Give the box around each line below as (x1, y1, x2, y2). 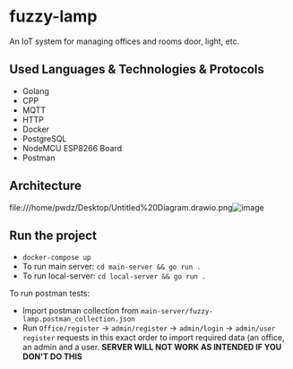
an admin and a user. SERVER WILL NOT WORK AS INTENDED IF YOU (22, 342, 282, 353)
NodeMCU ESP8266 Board (22, 142, 123, 153)
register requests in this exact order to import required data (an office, (22, 332, 285, 343)
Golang (22, 85, 49, 96)
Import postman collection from (22, 305, 139, 316)
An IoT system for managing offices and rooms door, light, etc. (9, 36, 240, 47)
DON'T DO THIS (22, 351, 82, 362)
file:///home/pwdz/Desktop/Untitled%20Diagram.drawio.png (9, 202, 233, 212)
